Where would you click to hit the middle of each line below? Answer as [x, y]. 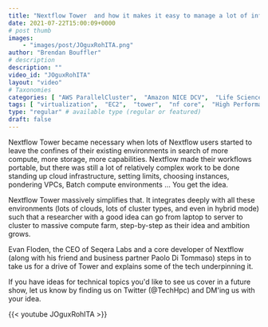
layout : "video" [35, 82]
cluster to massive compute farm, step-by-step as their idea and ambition [129, 225]
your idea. [25, 298]
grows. [20, 234]
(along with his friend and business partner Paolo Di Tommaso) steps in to [130, 258]
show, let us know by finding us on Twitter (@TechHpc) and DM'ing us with [132, 290]
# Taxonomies [30, 90]
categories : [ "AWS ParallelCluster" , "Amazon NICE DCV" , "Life [121, 97]
